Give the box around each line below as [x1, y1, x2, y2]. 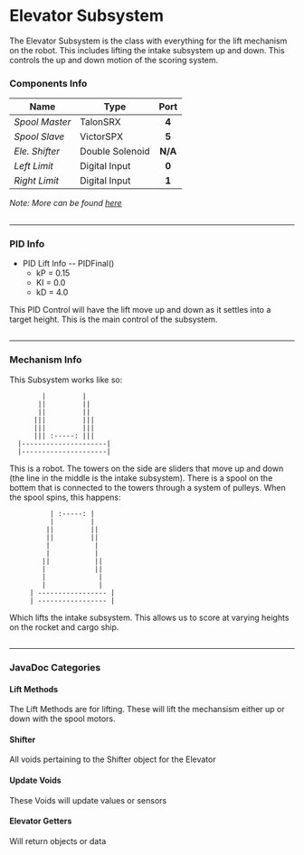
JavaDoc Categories [9, 661, 101, 673]
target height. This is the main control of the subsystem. [9, 314, 218, 324]
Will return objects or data [9, 835, 107, 846]
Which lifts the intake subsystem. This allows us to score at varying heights [9, 612, 290, 623]
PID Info [9, 237, 45, 249]
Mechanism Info [9, 353, 82, 366]
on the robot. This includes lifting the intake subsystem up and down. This [9, 44, 285, 55]
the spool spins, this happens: [9, 492, 121, 503]
